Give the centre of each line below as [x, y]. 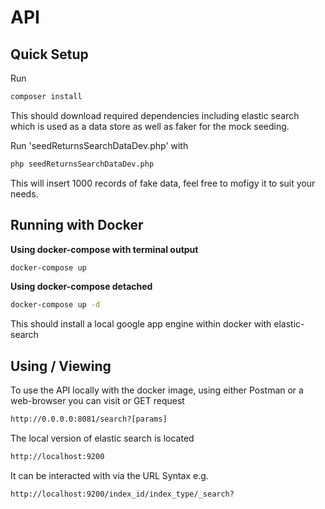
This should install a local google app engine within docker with [141, 324]
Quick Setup [49, 54]
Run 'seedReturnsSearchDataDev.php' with [99, 145]
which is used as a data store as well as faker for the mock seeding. [150, 126]
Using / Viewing [61, 366]
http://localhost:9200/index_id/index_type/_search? [122, 494]
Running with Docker [77, 225]
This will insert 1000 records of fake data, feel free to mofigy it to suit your [163, 183]
